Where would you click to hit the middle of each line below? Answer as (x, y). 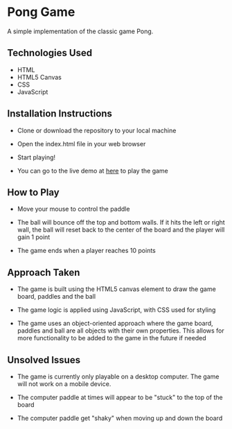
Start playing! (36, 157)
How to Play (34, 192)
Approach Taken (44, 272)
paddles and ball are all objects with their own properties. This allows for (121, 331)
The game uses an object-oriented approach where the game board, (115, 324)
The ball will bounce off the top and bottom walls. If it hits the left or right (121, 222)
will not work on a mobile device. (64, 384)
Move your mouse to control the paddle (73, 209)
